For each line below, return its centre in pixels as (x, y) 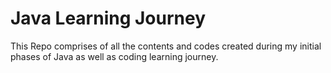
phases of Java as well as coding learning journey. (114, 56)
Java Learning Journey (108, 18)
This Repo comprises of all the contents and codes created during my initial (166, 46)
